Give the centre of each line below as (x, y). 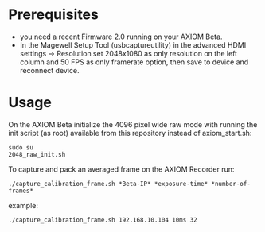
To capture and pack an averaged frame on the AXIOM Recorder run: (121, 169)
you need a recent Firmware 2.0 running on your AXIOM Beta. (121, 37)
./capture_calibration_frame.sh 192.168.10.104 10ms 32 (103, 220)
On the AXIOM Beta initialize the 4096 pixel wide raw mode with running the (133, 124)
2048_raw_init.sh (37, 154)
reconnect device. (49, 70)
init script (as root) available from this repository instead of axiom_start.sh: (130, 133)
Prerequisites (54, 15)
